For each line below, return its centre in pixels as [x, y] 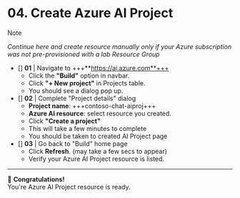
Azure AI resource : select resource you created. [100, 113]
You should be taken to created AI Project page [98, 136]
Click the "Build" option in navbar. [79, 75]
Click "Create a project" [65, 121]
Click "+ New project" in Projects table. [87, 83]
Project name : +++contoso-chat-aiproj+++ [92, 105]
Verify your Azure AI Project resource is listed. [96, 159]
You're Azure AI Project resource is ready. [69, 187]
